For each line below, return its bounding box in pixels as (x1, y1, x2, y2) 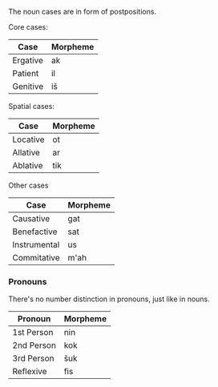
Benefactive (12, 226, 58, 237)
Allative (12, 147, 40, 158)
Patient (12, 68, 39, 79)
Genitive (12, 81, 44, 91)
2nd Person (12, 340, 56, 351)
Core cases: (8, 22, 48, 31)
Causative (12, 213, 50, 224)
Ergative (12, 55, 44, 66)
